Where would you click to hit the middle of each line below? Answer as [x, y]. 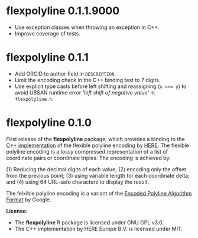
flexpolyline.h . [34, 99]
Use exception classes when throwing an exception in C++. [87, 27]
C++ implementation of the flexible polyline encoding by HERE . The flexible [98, 145]
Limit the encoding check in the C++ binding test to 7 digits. [87, 80]
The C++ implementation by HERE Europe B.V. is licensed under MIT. [99, 229]
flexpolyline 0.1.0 [49, 123]
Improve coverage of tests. [48, 33]
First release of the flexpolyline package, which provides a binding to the [95, 139]
